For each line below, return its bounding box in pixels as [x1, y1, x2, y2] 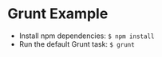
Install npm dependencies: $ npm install [18, 31, 155, 40]
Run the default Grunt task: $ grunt [18, 39, 135, 48]
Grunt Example [7, 5, 109, 23]
